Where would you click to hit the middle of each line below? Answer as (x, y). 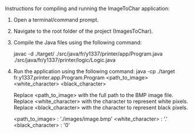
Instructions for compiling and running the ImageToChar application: (87, 8)
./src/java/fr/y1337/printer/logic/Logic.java (64, 60)
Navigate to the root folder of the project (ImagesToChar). (83, 31)
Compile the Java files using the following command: (77, 42)
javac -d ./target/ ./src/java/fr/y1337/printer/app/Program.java (88, 54)
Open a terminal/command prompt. (56, 20)
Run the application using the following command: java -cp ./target (94, 71)
